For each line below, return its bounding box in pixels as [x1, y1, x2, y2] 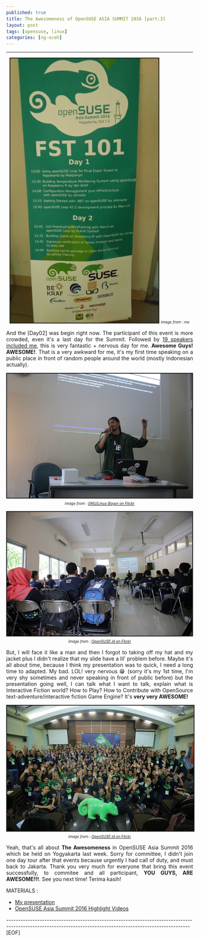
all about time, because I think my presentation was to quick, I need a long [6, 661, 193, 669]
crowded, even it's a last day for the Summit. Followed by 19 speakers [6, 336, 193, 343]
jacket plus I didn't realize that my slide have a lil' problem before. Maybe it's [6, 655, 193, 663]
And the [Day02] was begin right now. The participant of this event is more [6, 330, 193, 337]
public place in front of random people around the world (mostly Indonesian [6, 355, 193, 362]
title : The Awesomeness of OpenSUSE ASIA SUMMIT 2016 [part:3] [6, 15, 166, 22]
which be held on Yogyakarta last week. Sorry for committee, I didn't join [6, 850, 193, 857]
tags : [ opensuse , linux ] [6, 29, 68, 34]
